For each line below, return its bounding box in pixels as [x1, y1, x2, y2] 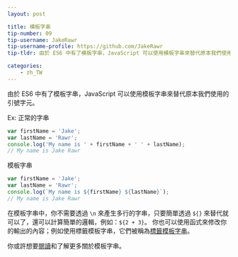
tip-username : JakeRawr [7, 36, 78, 43]
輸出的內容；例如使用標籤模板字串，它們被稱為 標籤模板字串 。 [13, 226, 193, 235]
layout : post [7, 10, 46, 18]
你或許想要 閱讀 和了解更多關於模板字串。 [7, 241, 125, 250]
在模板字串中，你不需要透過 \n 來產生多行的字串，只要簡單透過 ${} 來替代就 [7, 209, 229, 217]
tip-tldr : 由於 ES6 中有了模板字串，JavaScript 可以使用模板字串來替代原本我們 [7, 50, 222, 57]
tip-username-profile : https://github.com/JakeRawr [7, 43, 163, 50]
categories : [7, 62, 42, 70]
